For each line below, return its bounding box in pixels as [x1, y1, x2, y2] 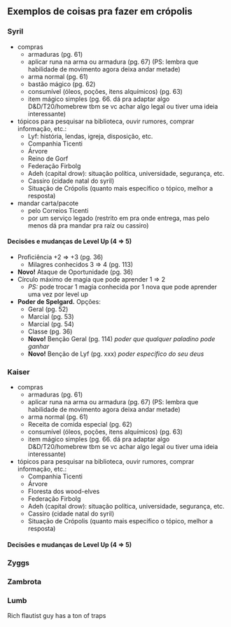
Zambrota [7, 577, 42, 586]
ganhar [27, 342, 50, 350]
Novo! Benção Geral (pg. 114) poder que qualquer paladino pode [27, 334, 216, 343]
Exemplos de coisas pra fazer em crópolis [7, 6, 192, 18]
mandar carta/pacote [17, 199, 79, 207]
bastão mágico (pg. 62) [27, 80, 96, 88]
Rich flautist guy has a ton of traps [7, 611, 106, 619]
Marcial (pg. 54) [27, 319, 75, 328]
